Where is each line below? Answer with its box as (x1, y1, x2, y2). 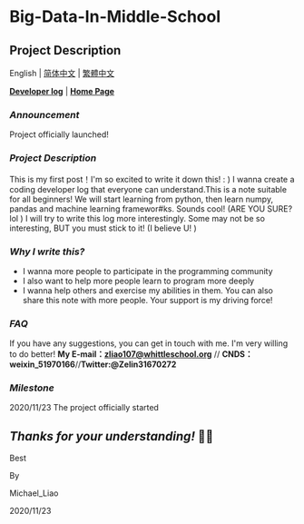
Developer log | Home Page (9, 86, 115, 96)
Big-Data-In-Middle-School (9, 6, 221, 27)
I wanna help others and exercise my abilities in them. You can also (22, 284, 274, 296)
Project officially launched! (9, 129, 109, 140)
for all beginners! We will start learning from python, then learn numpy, (9, 193, 274, 204)
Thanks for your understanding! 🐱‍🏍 (9, 429, 214, 444)
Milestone (9, 381, 54, 394)
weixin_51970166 (9, 359, 75, 370)
